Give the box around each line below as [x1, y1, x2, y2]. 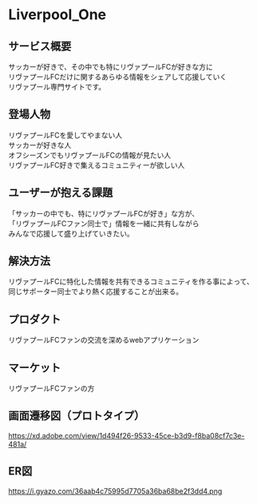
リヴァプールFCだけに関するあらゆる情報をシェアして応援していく [8, 72, 227, 81]
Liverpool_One [8, 6, 106, 24]
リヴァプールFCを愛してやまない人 [8, 130, 123, 140]
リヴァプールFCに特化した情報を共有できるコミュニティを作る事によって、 [8, 277, 254, 287]
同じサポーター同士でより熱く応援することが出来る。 [8, 287, 184, 296]
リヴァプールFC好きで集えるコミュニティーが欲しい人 [8, 160, 185, 169]
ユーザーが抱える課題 [8, 186, 113, 200]
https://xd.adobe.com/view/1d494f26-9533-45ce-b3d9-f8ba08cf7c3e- [8, 431, 245, 440]
